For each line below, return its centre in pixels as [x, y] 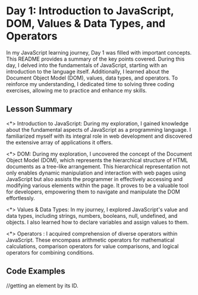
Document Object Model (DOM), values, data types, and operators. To [92, 78]
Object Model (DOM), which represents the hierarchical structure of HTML [97, 160]
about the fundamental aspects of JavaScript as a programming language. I [99, 129]
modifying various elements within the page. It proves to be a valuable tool [98, 185]
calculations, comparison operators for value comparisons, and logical [92, 246]
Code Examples [36, 271]
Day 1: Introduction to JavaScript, [90, 11]
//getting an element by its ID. [42, 286]
